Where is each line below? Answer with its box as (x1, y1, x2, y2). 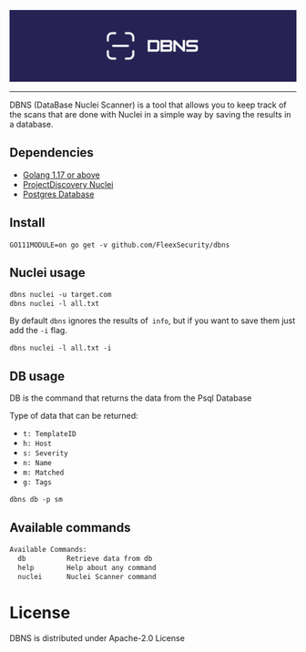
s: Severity (22, 449, 68, 458)
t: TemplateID (22, 430, 76, 439)
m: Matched (22, 468, 65, 478)
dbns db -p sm (9, 495, 64, 504)
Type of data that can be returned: (9, 411, 138, 422)
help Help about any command (17, 564, 157, 573)
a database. (9, 119, 54, 129)
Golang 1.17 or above (22, 169, 100, 180)
